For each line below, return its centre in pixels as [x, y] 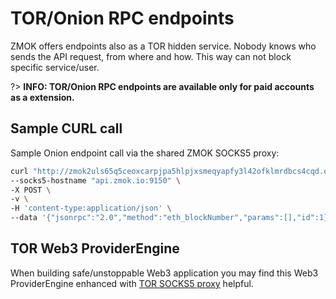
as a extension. [42, 97]
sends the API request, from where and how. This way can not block [151, 56]
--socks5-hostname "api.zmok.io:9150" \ [96, 180]
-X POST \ [31, 190]
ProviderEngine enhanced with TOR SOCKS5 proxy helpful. [132, 283]
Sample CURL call [66, 128]
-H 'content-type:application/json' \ [91, 208]
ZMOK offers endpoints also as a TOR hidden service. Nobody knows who [163, 46]
